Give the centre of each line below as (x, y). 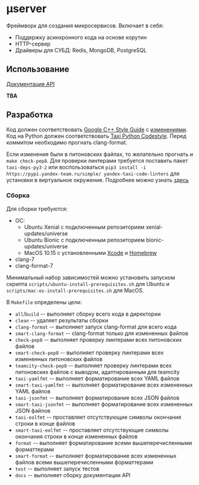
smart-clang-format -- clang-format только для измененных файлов (102, 333)
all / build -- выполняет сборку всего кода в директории (88, 314)
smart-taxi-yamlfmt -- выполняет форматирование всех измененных (104, 385)
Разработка (30, 115)
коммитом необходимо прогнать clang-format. (67, 142)
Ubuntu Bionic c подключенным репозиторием (84, 240)
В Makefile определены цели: (44, 302)
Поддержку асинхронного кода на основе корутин (81, 37)
